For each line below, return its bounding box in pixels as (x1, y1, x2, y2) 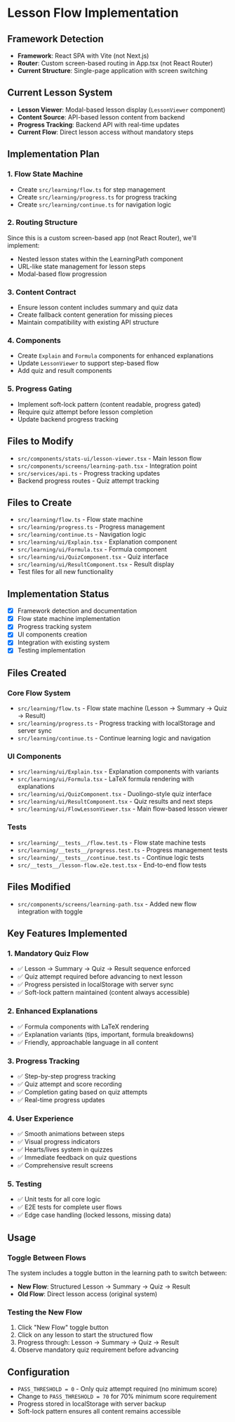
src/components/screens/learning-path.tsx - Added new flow (17, 899, 197, 908)
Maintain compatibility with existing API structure (17, 318, 159, 327)
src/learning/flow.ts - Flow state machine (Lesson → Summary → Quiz (17, 704, 228, 712)
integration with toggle (17, 907, 83, 915)
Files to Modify (7, 436, 74, 448)
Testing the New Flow (7, 1307, 83, 1317)
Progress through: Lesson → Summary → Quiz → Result (17, 1338, 180, 1347)
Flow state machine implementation (17, 615, 121, 623)
